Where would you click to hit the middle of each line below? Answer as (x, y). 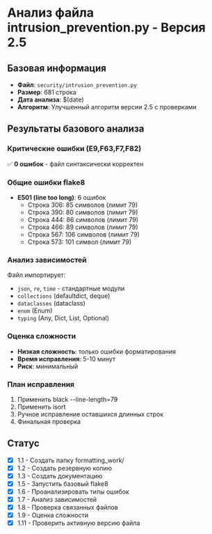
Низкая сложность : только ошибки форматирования (96, 351)
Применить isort (41, 407)
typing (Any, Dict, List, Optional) (63, 318)
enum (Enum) (35, 311)
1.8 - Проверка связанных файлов (67, 508)
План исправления (41, 384)
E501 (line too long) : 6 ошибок (62, 197)
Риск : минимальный (48, 366)
